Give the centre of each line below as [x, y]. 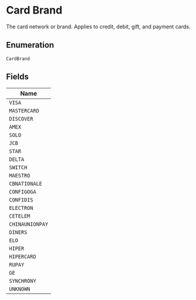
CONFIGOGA [23, 192]
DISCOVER [21, 119]
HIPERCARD [23, 256]
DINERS [18, 232]
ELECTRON [21, 208]
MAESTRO [20, 175]
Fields [18, 77]
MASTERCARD [24, 111]
